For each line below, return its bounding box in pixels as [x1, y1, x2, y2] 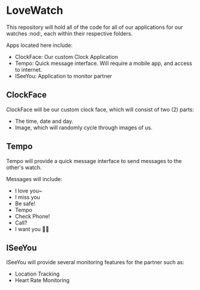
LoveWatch [6, 4, 63, 17]
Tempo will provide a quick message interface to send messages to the [6, 157, 182, 164]
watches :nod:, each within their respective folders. [6, 29, 133, 37]
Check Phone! [14, 212, 50, 220]
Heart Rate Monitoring [14, 277, 70, 284]
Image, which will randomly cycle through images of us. [14, 124, 153, 131]
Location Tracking [14, 270, 60, 277]
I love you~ [14, 187, 43, 194]
